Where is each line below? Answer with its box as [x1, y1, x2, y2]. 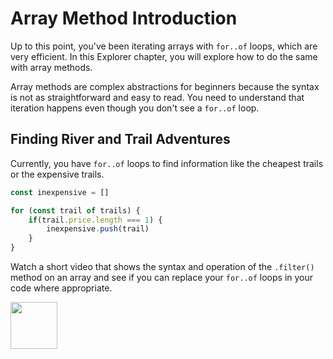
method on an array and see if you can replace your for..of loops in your [10, 272, 314, 283]
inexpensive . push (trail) [46, 224, 150, 234]
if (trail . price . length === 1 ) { [28, 215, 163, 225]
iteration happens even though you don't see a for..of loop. [10, 102, 260, 114]
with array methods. [10, 61, 93, 73]
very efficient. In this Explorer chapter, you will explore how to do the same [10, 50, 318, 62]
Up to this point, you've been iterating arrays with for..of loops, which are [10, 40, 318, 52]
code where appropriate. [10, 282, 113, 294]
